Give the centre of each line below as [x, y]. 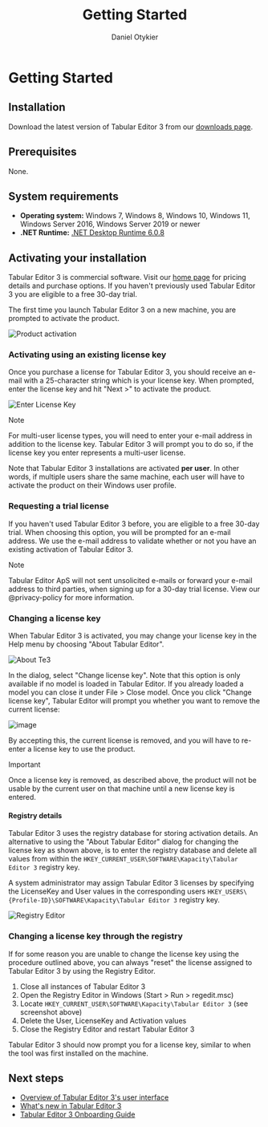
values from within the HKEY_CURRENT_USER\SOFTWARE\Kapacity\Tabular [123, 859]
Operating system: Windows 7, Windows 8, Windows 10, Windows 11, [135, 216]
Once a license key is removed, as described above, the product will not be [132, 780]
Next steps [36, 1078]
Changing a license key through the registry [95, 936]
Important [24, 764]
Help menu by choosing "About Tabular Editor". [86, 644]
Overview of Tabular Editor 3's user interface [94, 1097]
